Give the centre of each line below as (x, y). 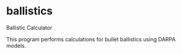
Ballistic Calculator (29, 28)
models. (16, 46)
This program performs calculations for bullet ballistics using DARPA (91, 39)
